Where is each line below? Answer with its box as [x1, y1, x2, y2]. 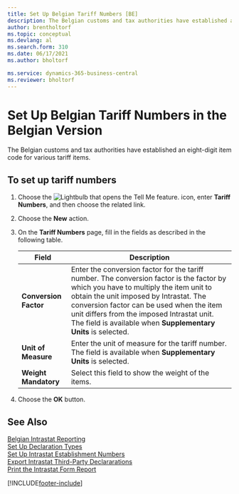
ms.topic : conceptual [7, 30, 72, 38]
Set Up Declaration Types [7, 443, 83, 451]
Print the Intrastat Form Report [7, 465, 97, 474]
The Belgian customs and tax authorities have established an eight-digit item [7, 145, 232, 154]
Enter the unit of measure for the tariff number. [70, 339, 228, 349]
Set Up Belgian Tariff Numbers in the [7, 107, 228, 123]
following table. [17, 236, 63, 245]
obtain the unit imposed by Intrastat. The [70, 292, 206, 302]
